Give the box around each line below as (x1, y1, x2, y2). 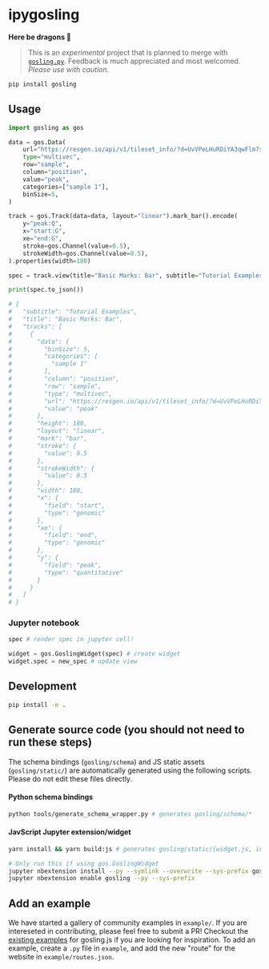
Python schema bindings (8, 792, 94, 802)
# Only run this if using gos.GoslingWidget (8, 859, 159, 867)
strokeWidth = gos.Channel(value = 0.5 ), (22, 249, 149, 257)
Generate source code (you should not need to (8, 723, 245, 737)
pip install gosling (8, 80, 78, 88)
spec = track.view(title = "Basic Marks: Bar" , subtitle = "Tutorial (8, 271, 231, 280)
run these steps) (8, 736, 92, 749)
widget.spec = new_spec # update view (8, 657, 138, 666)
